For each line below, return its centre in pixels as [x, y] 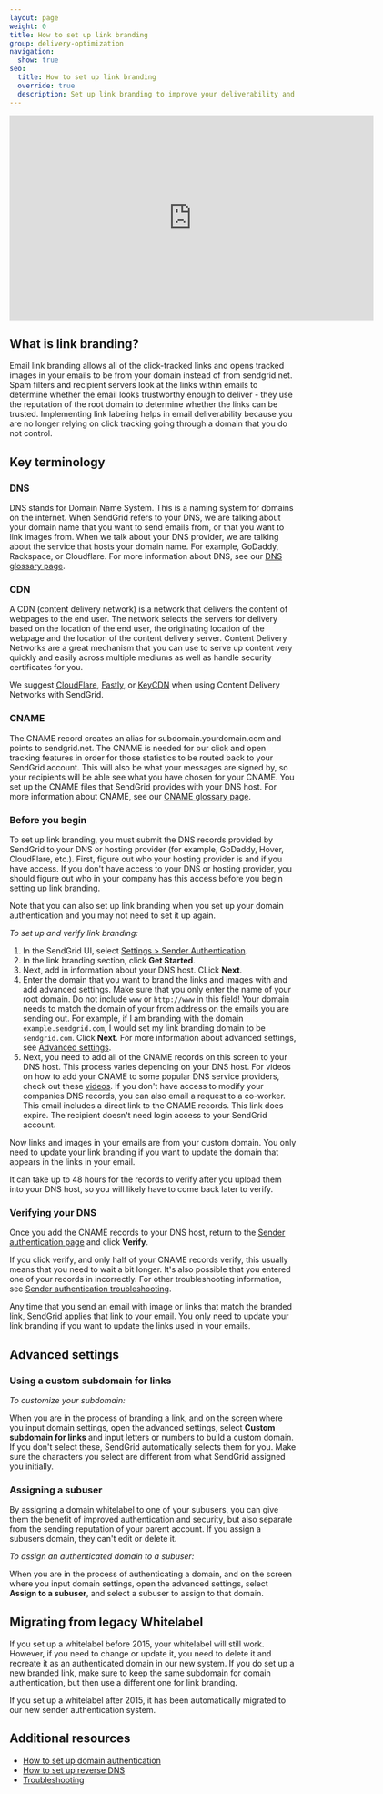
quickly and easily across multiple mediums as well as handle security [141, 657]
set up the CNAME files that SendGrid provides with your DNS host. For [143, 786]
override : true [46, 86]
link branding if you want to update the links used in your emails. [130, 1326]
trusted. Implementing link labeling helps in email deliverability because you [151, 414]
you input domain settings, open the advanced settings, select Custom [142, 1427]
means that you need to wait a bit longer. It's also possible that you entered [150, 1269]
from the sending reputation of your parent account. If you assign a [136, 1529]
